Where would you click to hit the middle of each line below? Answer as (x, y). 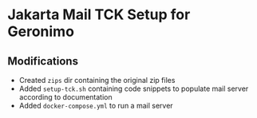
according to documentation (65, 97)
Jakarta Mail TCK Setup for (99, 15)
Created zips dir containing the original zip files (97, 80)
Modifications (43, 61)
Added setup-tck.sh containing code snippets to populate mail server (134, 88)
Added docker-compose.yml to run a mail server (96, 106)
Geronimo (41, 31)
